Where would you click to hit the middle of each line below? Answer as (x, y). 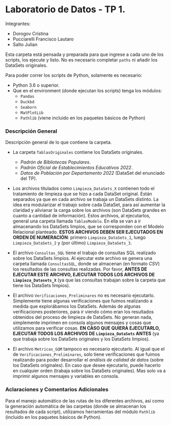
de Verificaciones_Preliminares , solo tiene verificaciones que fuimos (86, 354)
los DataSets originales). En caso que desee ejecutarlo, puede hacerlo (87, 366)
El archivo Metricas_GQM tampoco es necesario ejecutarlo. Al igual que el (89, 349)
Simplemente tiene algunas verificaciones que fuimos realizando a (82, 301)
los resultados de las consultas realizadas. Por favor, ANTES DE (80, 269)
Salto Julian (25, 44)
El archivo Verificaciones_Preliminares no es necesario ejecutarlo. (84, 295)
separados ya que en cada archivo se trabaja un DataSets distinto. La (86, 199)
